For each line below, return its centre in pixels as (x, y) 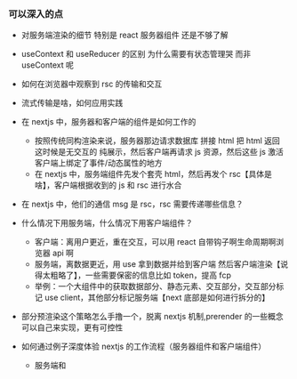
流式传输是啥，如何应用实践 (72, 103)
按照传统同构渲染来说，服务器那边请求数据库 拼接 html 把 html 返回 (157, 141)
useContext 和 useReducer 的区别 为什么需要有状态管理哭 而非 (136, 54)
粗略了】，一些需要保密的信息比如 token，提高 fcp (141, 275)
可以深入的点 (36, 13)
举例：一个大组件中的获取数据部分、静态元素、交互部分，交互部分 (155, 286)
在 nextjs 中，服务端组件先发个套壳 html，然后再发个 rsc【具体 (149, 174)
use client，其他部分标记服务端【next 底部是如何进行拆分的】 (157, 298)
